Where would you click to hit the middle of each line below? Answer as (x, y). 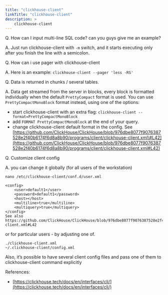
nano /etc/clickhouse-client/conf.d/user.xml (53, 177)
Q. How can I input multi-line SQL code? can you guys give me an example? (83, 38)
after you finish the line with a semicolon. (47, 53)
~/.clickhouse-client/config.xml (40, 248)
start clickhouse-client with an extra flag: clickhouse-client (74, 112)
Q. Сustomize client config (32, 158)
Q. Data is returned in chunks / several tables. (52, 82)
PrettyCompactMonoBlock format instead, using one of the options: (72, 102)
